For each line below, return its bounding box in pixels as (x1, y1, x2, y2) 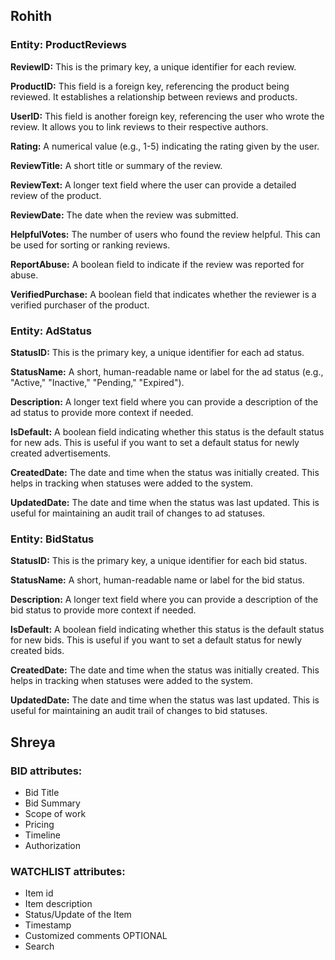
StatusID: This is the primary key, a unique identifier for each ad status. (10, 346, 305, 358)
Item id (24, 887, 54, 899)
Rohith (10, 8, 52, 25)
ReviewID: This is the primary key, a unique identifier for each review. (10, 60, 297, 73)
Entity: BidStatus (10, 532, 95, 546)
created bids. (10, 645, 65, 657)
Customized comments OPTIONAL (24, 930, 168, 942)
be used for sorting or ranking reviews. (10, 239, 171, 251)
